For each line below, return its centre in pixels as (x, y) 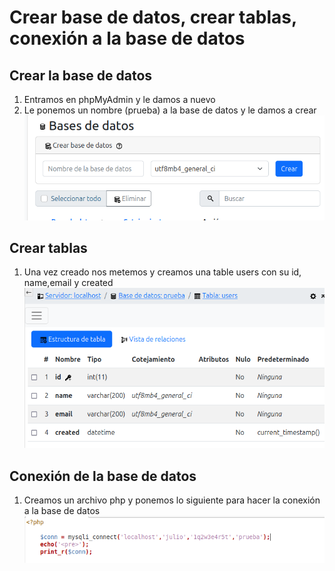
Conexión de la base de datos (103, 476)
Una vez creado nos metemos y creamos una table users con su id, (162, 272)
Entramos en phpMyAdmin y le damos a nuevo (119, 99)
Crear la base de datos (81, 75)
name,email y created (68, 283)
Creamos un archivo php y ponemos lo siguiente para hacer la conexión (172, 500)
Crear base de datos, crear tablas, (153, 17)
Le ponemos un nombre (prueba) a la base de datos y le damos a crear (170, 110)
